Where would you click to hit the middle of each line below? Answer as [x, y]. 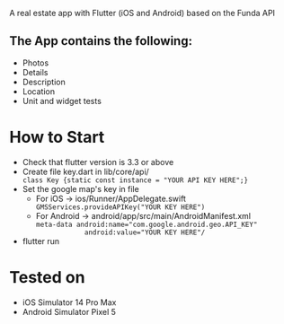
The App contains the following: [101, 41]
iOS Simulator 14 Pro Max [69, 302]
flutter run [41, 241]
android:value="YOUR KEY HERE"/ [145, 232]
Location [39, 91]
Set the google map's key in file [80, 188]
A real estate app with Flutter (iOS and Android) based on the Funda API [142, 13]
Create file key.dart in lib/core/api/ [86, 171]
